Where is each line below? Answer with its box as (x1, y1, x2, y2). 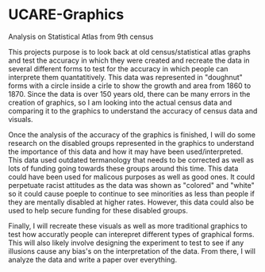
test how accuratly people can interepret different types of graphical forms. (8, 229, 255, 239)
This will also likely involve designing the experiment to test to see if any (8, 238, 244, 247)
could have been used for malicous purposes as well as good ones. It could (8, 172, 255, 182)
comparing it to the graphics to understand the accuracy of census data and (8, 105, 258, 116)
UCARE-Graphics (8, 6, 125, 24)
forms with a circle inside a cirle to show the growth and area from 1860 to (8, 81, 252, 90)
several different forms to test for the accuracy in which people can (8, 63, 229, 73)
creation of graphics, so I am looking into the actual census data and (8, 98, 232, 107)
